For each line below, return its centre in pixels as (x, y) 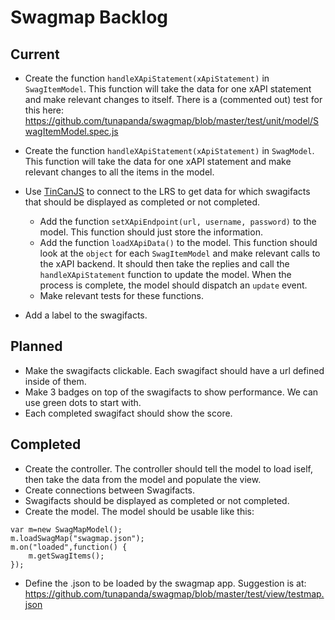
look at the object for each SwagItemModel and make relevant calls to (180, 253)
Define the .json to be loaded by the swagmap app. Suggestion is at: (165, 583)
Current (35, 54)
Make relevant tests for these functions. (121, 295)
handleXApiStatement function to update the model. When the (165, 274)
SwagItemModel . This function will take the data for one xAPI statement (168, 89)
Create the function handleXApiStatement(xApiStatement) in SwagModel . (169, 150)
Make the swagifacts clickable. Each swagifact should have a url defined (174, 370)
